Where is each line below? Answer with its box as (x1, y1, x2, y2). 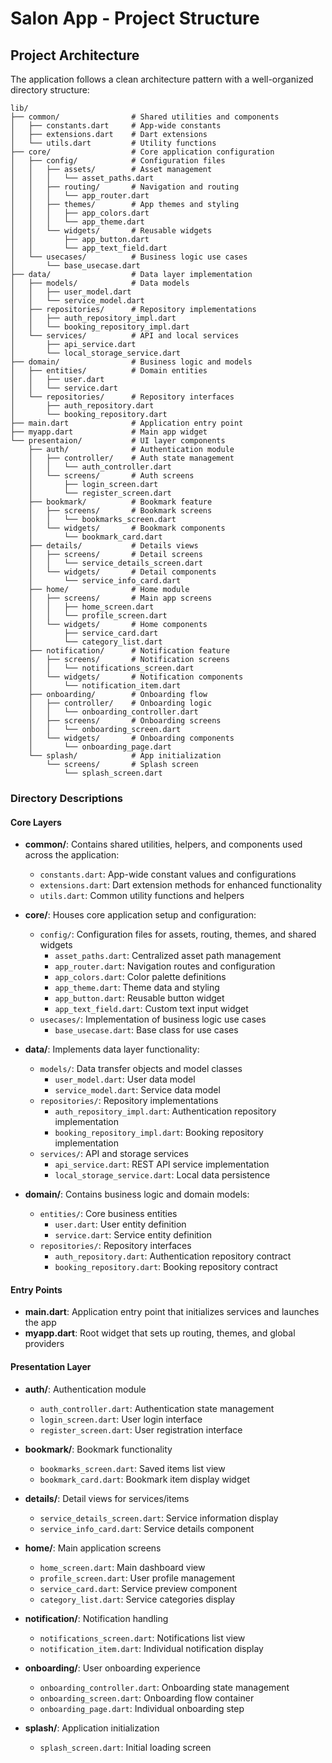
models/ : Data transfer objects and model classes (39, 1063, 243, 1075)
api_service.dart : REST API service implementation (54, 1158, 270, 1171)
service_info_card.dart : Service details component (39, 1522, 255, 1534)
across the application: (24, 849, 120, 861)
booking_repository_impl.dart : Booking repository (54, 1127, 264, 1139)
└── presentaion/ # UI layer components (10, 436, 226, 446)
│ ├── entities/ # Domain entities (10, 366, 208, 376)
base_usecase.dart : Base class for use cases (54, 1024, 239, 1036)
